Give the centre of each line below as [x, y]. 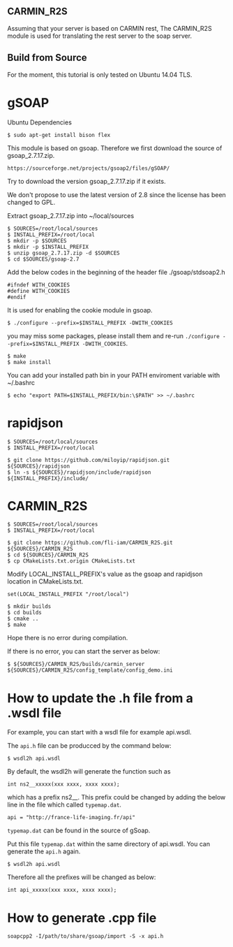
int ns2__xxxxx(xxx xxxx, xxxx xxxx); [63, 785]
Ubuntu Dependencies [39, 122]
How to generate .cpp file [82, 918]
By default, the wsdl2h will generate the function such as [89, 772]
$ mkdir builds [29, 607]
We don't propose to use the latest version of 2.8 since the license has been [117, 194]
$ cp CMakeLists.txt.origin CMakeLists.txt [72, 561]
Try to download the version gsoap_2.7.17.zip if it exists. [87, 181]
